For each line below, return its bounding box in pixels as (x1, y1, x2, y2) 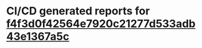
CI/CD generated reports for (6, 4, 150, 18)
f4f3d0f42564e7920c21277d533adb (6, 17, 196, 31)
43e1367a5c (6, 30, 70, 43)
